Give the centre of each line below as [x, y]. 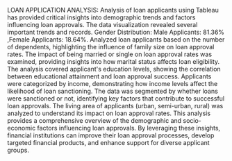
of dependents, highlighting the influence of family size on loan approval [111, 47]
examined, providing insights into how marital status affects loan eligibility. [114, 61]
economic [22, 128]
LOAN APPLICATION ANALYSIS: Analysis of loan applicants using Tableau [113, 10]
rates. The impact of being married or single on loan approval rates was [110, 54]
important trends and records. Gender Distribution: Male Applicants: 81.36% [116, 32]
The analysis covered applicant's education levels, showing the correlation [114, 69]
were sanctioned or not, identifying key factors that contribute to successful [116, 99]
